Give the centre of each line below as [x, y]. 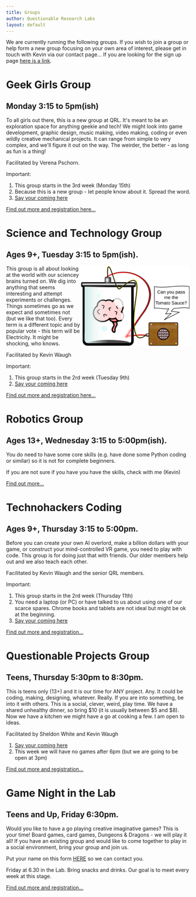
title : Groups [23, 12]
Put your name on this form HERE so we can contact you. [75, 859]
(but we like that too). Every [39, 319]
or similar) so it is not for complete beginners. [61, 461]
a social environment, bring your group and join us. [67, 847]
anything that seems [31, 287]
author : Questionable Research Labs [51, 18]
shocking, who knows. [33, 344]
